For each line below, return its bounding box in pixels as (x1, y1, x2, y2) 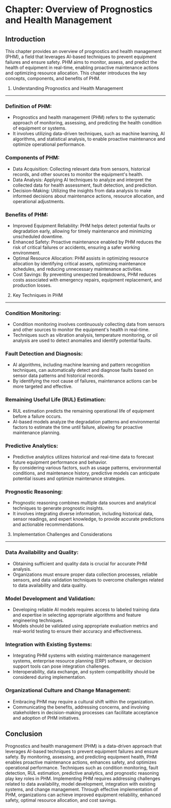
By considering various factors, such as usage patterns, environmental (12, 465, 161, 471)
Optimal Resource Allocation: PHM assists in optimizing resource (12, 255, 149, 261)
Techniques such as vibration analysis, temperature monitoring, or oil (12, 332, 158, 338)
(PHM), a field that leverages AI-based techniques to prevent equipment (5, 54, 157, 60)
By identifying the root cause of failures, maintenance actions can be (12, 378, 158, 384)
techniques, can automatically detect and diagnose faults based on (12, 367, 154, 373)
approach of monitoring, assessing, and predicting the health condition (12, 120, 162, 126)
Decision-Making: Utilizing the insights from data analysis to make (12, 187, 152, 193)
